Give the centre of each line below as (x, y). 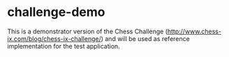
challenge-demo (56, 12)
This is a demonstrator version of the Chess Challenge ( (88, 31)
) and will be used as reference (145, 38)
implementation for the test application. (64, 46)
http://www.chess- (194, 31)
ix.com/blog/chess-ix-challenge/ (54, 38)
